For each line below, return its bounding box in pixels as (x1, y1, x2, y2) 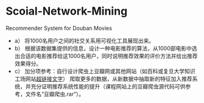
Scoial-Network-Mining (5, 4, 128, 18)
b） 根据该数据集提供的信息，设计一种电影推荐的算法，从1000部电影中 (14, 44, 192, 52)
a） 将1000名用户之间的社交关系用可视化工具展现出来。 (14, 37, 155, 44)
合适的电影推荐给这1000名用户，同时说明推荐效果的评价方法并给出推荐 (19, 52, 198, 59)
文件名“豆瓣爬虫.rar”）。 (25, 90, 85, 98)
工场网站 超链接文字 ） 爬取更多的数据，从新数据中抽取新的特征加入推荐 (14, 75, 192, 82)
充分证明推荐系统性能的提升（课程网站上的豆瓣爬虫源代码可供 (30, 82, 186, 90)
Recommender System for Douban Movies (5, 24, 112, 32)
